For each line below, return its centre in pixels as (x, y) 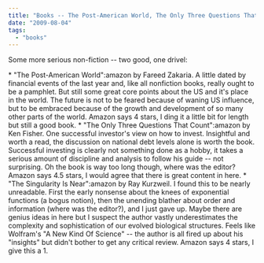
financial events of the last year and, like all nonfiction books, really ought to (131, 83)
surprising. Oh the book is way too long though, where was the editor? (122, 167)
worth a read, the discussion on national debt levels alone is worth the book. (132, 142)
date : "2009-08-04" (40, 23)
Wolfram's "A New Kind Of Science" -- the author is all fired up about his (126, 234)
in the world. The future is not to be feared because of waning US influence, (131, 100)
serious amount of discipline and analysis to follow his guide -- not (116, 159)
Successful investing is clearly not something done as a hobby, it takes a (126, 150)
